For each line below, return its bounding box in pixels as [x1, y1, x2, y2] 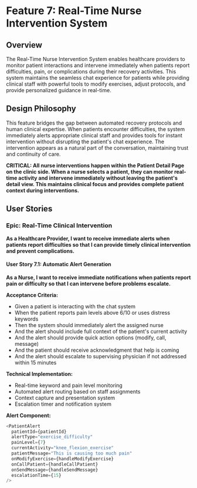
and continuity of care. [6, 150, 61, 157]
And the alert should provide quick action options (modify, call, [14, 334, 167, 341]
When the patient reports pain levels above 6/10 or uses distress [14, 309, 171, 316]
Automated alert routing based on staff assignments [14, 388, 141, 395]
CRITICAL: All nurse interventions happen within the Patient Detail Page [6, 161, 185, 169]
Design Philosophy [6, 104, 76, 114]
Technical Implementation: [6, 370, 73, 377]
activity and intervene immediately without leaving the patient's [18, 174, 178, 181]
